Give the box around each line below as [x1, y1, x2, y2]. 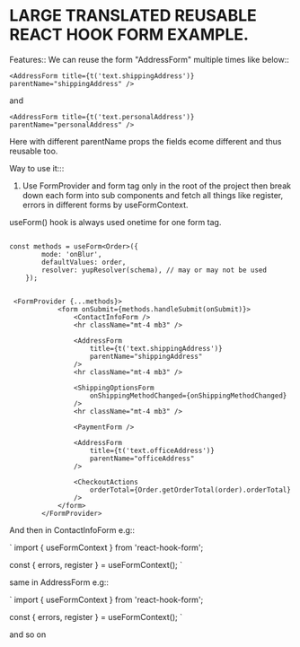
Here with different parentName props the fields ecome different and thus [9, 136, 282, 146]
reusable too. [9, 145, 58, 156]
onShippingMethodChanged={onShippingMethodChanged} [89, 391, 287, 400]
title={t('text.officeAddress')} [89, 446, 216, 455]
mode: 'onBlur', [41, 249, 102, 258]
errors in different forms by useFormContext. [22, 199, 189, 210]
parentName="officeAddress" [89, 454, 195, 463]
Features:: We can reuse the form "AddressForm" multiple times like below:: [9, 54, 289, 65]
